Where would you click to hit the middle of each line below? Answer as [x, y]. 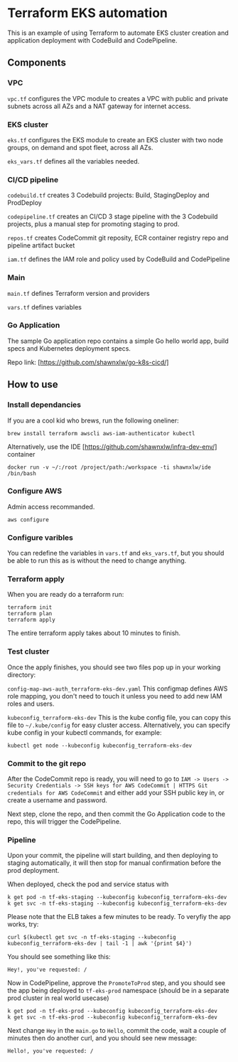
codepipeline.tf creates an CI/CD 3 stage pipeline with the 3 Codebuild [113, 217]
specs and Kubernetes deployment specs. [69, 348]
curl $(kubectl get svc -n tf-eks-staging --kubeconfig [92, 938]
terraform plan [30, 614]
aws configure [28, 520]
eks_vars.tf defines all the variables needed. [74, 161]
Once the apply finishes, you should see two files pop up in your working [114, 667]
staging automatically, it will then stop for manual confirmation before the [114, 863]
